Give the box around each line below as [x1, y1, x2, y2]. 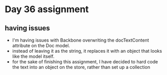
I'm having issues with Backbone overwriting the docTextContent [12, 37, 149, 43]
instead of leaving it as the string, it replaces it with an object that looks [12, 48, 162, 54]
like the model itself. [12, 53, 55, 59]
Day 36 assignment [5, 4, 89, 15]
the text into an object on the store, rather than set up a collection [12, 64, 150, 70]
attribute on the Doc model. [12, 43, 70, 49]
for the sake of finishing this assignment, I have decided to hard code [12, 59, 158, 64]
